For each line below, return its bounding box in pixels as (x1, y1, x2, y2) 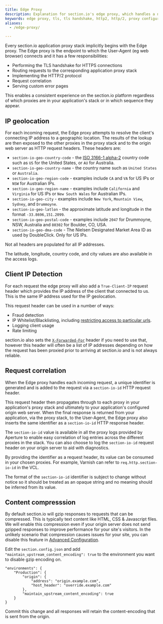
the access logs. (5, 256, 38, 262)
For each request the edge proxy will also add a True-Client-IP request (5, 283, 148, 289)
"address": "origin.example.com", (31, 579, 101, 584)
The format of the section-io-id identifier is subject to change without (5, 474, 147, 480)
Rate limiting (12, 327, 37, 333)
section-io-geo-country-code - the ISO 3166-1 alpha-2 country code (12, 154, 149, 160)
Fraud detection (12, 312, 44, 318)
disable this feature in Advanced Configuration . (5, 537, 99, 543)
